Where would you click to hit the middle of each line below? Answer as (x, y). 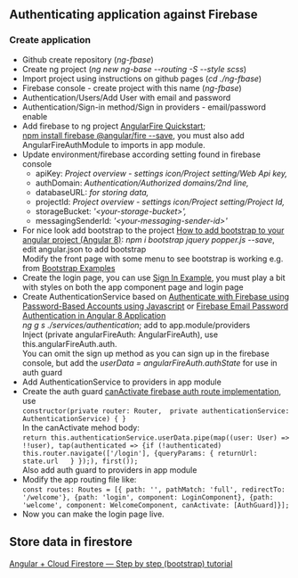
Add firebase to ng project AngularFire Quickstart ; (114, 126)
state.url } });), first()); (80, 461)
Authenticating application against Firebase (133, 15)
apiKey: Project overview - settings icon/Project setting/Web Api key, (161, 173)
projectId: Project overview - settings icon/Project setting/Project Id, (160, 202)
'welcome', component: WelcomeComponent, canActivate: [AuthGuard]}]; (156, 505)
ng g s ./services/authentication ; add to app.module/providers (136, 325)
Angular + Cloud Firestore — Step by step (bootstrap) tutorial (121, 563)
